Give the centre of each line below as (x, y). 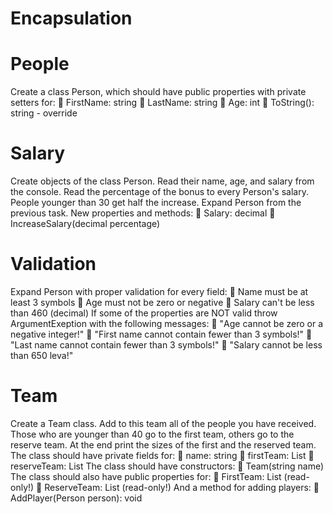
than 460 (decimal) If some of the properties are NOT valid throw (144, 313)
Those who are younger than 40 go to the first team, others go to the (152, 434)
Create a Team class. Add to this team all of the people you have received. (163, 423)
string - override (44, 113)
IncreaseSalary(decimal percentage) (85, 224)
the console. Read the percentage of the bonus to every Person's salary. (159, 192)
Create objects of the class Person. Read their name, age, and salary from (162, 181)
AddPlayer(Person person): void (76, 498)
